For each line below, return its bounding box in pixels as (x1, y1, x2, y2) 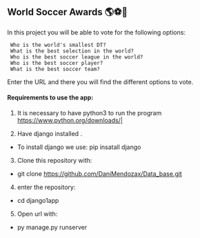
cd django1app (17, 197, 59, 205)
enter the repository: (17, 183, 76, 192)
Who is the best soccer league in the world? (10, 53, 143, 61)
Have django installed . (17, 130, 83, 138)
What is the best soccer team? (10, 66, 100, 72)
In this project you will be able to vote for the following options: (7, 28, 186, 37)
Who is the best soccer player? (10, 59, 103, 66)
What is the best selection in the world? (10, 48, 134, 54)
